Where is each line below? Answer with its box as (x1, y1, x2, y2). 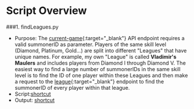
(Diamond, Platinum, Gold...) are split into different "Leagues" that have (14, 47, 187, 54)
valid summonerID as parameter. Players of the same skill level (14, 41, 166, 48)
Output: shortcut (14, 96, 55, 103)
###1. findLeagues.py (6, 23, 59, 30)
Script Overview (6, 4, 87, 17)
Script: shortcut (14, 90, 51, 97)
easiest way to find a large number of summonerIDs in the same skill (14, 65, 181, 72)
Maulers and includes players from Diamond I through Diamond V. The (14, 59, 186, 66)
